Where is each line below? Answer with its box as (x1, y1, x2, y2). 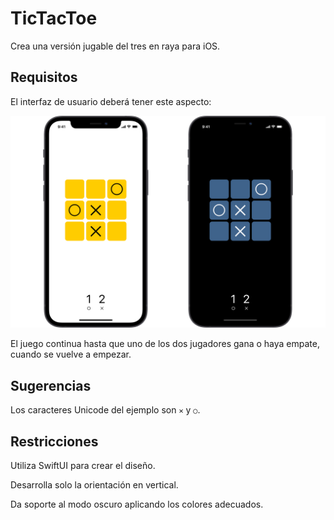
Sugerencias (10, 377, 92, 394)
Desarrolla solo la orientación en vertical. (10, 478, 179, 491)
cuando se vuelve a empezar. (10, 348, 132, 361)
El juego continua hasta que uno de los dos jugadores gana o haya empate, (10, 338, 320, 350)
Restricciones (10, 433, 99, 450)
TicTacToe (10, 7, 98, 30)
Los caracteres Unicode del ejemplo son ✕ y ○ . (10, 404, 201, 416)
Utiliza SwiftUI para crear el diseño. (10, 459, 156, 471)
